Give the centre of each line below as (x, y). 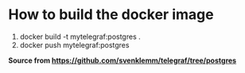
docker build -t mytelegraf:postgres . (80, 36)
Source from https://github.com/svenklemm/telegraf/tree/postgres (122, 60)
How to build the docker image (111, 15)
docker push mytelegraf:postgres (74, 44)
